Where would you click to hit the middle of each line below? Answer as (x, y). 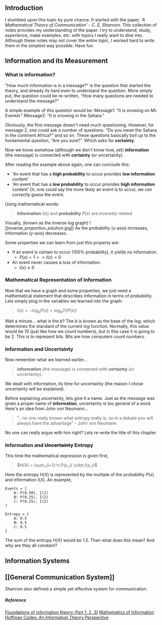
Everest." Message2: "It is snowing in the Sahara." (55, 115)
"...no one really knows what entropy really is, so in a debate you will (85, 418)
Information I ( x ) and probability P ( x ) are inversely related (74, 213)
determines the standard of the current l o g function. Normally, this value (77, 326)
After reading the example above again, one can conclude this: (67, 164)
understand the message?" (32, 101)
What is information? (30, 75)
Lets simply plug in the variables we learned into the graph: (64, 301)
